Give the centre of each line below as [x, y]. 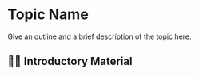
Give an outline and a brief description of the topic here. [100, 36]
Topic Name [48, 15]
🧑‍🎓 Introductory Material [70, 61]
